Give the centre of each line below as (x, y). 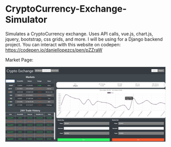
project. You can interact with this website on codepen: (63, 44)
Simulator (26, 20)
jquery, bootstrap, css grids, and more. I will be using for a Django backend (84, 39)
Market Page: (19, 60)
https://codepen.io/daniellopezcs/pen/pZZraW (54, 50)
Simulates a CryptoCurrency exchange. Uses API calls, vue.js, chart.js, (79, 34)
